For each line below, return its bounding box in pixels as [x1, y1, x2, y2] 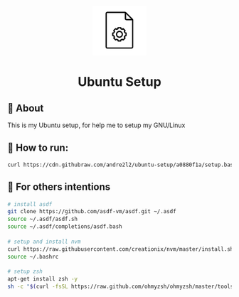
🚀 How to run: [7, 141, 69, 153]
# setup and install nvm [7, 238, 81, 245]
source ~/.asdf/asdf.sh [7, 215, 78, 223]
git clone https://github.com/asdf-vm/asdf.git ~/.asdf [7, 208, 176, 215]
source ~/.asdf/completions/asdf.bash [7, 223, 122, 230]
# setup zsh [7, 268, 43, 275]
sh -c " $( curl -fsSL [7, 283, 69, 291]
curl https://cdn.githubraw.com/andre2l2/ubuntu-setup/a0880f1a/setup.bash [7, 161, 237, 168]
